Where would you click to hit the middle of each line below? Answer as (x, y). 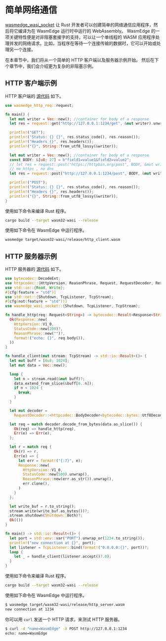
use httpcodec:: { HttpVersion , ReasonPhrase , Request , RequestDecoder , (79, 283)
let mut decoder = (29, 411)
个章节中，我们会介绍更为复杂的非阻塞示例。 (51, 66)
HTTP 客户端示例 (31, 83)
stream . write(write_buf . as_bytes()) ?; (50, 511)
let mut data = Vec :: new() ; (39, 365)
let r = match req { (31, 447)
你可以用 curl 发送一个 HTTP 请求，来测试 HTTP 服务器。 (64, 619)
